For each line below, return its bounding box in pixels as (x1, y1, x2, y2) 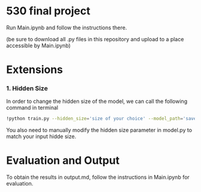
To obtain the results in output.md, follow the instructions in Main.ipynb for (6, 173, 190, 181)
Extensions (6, 63, 63, 77)
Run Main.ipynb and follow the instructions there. (6, 24, 127, 31)
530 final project (6, 4, 91, 18)
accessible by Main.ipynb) (6, 42, 71, 49)
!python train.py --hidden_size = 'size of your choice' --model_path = (6, 115, 184, 122)
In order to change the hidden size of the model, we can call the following (6, 97, 187, 105)
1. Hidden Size (6, 84, 48, 93)
